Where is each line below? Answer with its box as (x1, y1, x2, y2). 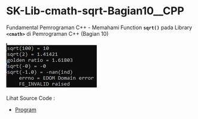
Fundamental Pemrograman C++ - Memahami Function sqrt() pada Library (6, 24, 193, 31)
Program (14, 106, 37, 113)
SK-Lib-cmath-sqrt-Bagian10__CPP (6, 4, 184, 18)
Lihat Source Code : (6, 94, 56, 102)
